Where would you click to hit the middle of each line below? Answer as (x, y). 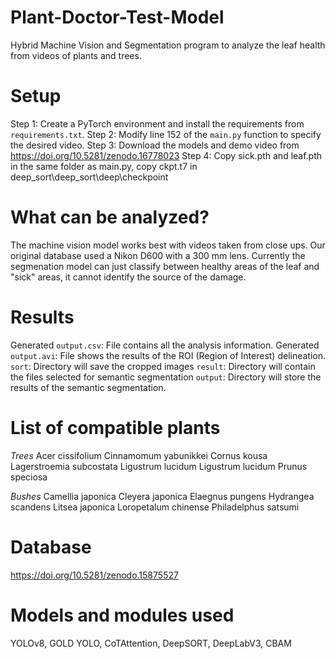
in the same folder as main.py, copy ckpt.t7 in (104, 166)
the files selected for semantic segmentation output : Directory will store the (166, 377)
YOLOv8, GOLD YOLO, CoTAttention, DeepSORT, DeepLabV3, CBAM (151, 643)
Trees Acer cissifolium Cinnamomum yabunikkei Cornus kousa (139, 455)
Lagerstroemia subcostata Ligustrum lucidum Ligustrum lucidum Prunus (159, 466)
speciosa (29, 477)
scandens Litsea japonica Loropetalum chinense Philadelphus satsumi (155, 507)
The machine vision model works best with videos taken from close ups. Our (168, 245)
